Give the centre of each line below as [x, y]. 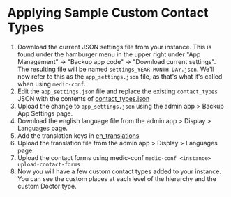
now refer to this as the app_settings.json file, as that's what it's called [120, 76]
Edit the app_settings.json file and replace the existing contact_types [118, 91]
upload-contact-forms [49, 164]
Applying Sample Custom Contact [108, 13]
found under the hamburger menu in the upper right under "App [109, 54]
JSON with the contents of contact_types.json [83, 98]
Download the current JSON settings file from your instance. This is [114, 47]
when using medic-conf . [51, 84]
